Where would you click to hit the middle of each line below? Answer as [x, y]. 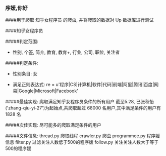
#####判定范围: [22, 42]
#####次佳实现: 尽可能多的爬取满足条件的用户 [53, 125]
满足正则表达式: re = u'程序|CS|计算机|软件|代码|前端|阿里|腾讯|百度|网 [86, 85]
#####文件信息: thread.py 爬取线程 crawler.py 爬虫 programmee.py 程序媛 [83, 136]
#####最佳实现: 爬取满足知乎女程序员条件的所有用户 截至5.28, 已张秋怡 [80, 102]
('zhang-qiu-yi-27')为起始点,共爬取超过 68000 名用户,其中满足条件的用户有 [83, 108]
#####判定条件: [22, 63]
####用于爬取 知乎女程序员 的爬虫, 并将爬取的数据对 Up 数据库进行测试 [79, 20]
